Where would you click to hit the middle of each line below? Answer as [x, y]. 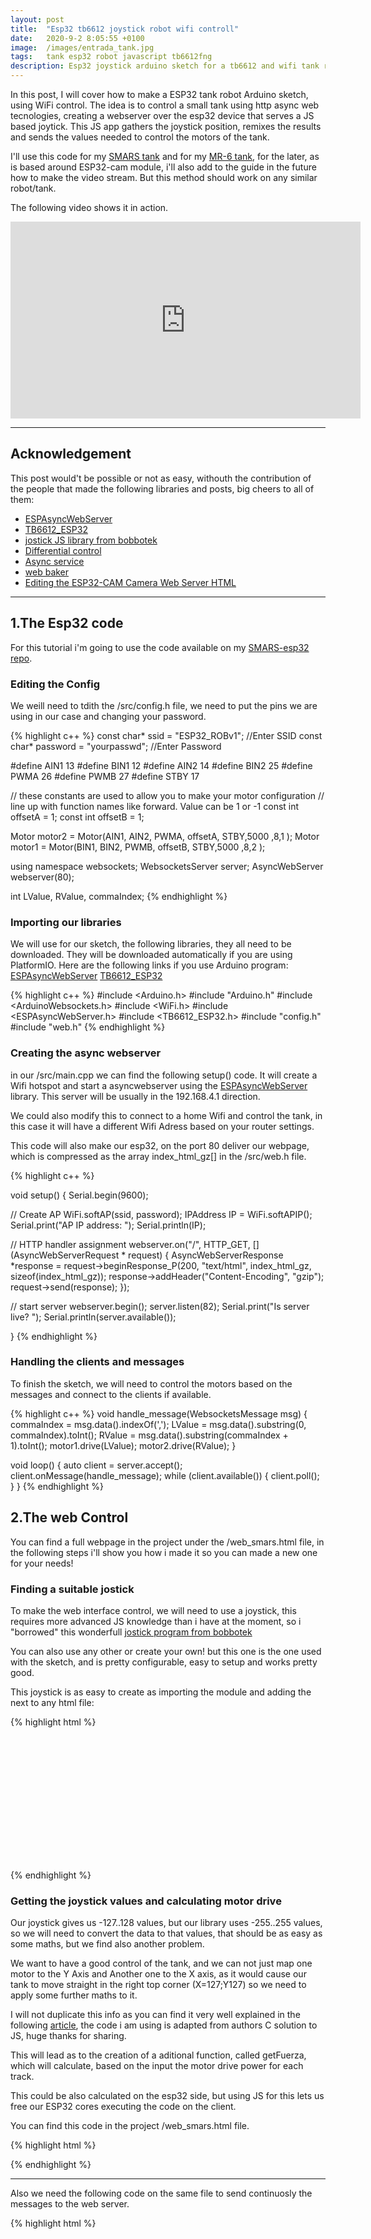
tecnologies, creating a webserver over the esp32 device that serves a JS [162, 115]
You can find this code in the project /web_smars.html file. [130, 2126]
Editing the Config [55, 684]
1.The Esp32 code [67, 623]
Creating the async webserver [86, 1053]
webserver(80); [42, 877]
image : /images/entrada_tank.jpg [82, 47]
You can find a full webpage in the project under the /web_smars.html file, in [167, 1542]
